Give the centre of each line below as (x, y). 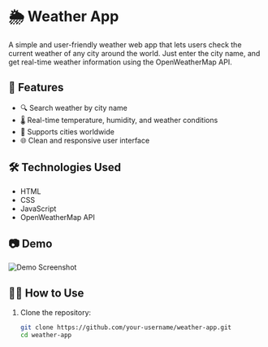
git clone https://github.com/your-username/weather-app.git (126, 327)
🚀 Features (36, 88)
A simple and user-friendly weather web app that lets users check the (125, 44)
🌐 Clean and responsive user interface (85, 140)
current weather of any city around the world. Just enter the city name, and (134, 53)
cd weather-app (46, 336)
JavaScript (38, 209)
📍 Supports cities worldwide (67, 131)
